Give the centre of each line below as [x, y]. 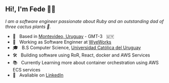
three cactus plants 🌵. [28, 26]
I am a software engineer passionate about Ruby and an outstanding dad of [84, 21]
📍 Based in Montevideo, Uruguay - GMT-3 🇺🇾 [63, 36]
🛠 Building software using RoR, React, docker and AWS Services [81, 55]
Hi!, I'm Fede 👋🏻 [31, 9]
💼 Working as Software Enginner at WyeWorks [62, 42]
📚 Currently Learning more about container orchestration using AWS [86, 62]
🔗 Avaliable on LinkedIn [38, 75]
